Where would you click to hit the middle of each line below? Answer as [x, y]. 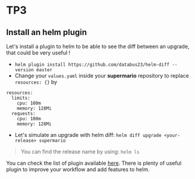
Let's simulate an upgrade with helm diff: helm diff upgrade [88, 135]
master [45, 70]
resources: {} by [36, 82]
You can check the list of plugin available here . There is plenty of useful [94, 163]
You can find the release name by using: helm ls [80, 151]
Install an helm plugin [47, 32]
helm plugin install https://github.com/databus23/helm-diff [92, 65]
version [24, 70]
